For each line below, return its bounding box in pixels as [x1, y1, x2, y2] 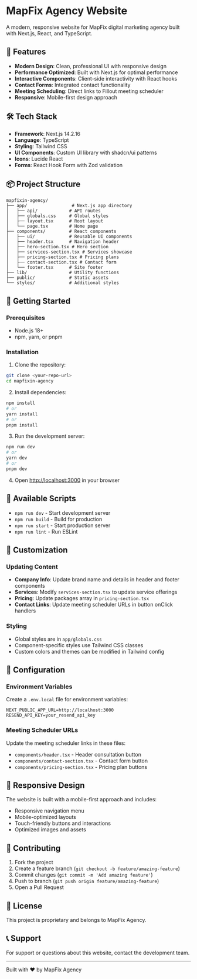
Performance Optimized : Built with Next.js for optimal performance [14, 69, 178, 76]
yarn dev [6, 455, 28, 461]
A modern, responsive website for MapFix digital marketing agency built [6, 24, 180, 31]
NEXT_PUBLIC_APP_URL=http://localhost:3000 [6, 707, 114, 713]
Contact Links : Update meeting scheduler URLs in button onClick [14, 601, 173, 608]
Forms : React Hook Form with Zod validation [14, 161, 123, 168]
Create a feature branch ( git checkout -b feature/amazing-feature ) [14, 865, 181, 872]
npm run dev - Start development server [14, 509, 111, 516]
